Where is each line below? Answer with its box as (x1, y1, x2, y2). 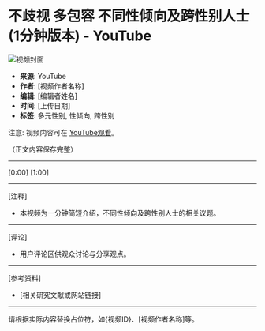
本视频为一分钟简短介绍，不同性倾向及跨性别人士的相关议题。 (19, 208, 221, 217)
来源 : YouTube (19, 71, 67, 81)
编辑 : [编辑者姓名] (19, 91, 77, 100)
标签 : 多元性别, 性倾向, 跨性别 (19, 111, 115, 120)
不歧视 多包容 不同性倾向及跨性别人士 (8, 7, 250, 25)
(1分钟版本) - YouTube (8, 27, 152, 45)
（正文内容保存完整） (8, 144, 77, 154)
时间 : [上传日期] (19, 100, 71, 111)
